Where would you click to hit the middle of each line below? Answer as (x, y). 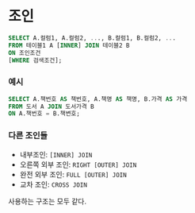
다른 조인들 (28, 136)
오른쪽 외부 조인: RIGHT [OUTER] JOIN (78, 165)
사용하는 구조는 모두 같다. (48, 201)
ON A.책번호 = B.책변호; (44, 114)
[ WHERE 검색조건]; (35, 60)
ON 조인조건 (25, 52)
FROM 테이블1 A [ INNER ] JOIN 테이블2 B (69, 45)
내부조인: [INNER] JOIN (56, 154)
